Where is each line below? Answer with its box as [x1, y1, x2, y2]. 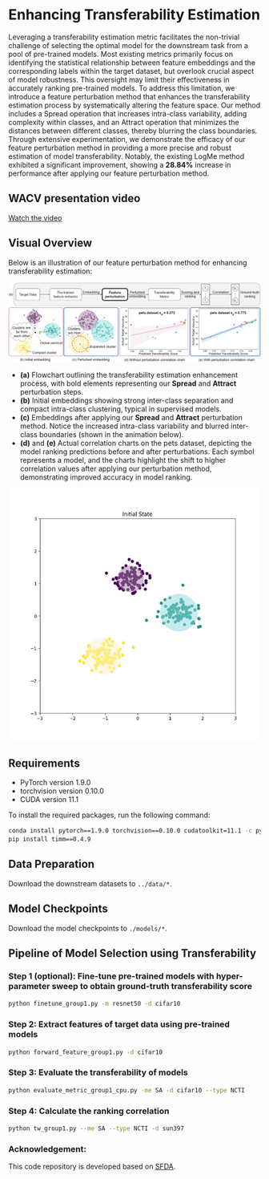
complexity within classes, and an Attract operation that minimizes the [8, 117, 240, 127]
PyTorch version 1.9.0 [19, 778, 91, 788]
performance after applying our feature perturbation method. [8, 168, 210, 178]
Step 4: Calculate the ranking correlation [8, 1105, 170, 1116]
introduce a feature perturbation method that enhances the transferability [8, 91, 251, 101]
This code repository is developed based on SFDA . [8, 1161, 176, 1172]
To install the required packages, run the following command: [8, 810, 211, 820]
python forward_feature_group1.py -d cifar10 [8, 1048, 163, 1056]
